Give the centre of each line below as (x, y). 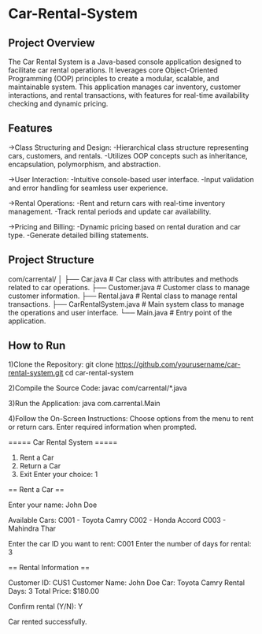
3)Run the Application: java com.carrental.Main (84, 404)
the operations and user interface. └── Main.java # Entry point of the (120, 312)
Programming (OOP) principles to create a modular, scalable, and (114, 78)
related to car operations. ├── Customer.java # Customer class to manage (129, 287)
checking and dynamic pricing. (58, 104)
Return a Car (40, 466)
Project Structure (51, 260)
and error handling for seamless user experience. (88, 188)
